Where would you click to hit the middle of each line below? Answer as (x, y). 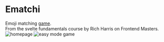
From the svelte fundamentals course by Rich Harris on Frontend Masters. (82, 28)
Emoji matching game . (28, 23)
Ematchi (23, 9)
